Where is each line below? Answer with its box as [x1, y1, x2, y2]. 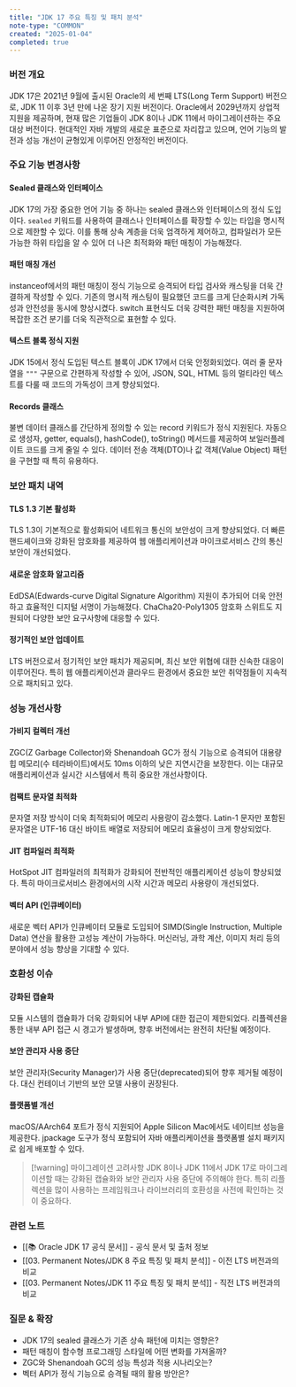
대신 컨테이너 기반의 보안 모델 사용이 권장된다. [20, 1078, 179, 1089]
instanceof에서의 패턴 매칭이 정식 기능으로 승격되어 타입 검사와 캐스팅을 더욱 [9, 280, 274, 291]
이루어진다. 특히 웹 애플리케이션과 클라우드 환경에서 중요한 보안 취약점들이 [9, 666, 264, 678]
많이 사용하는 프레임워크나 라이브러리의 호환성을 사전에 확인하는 [54, 1184, 275, 1196]
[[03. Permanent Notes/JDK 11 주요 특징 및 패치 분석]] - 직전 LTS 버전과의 [21, 1277, 281, 1289]
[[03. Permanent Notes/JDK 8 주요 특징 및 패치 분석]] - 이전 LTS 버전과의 [21, 1255, 280, 1267]
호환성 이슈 [9, 967, 54, 980]
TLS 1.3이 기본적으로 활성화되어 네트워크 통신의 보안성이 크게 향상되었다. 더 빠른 [9, 524, 285, 536]
